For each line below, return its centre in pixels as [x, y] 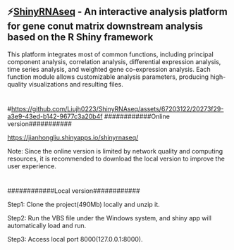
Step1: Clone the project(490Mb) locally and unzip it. [84, 205]
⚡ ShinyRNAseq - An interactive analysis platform [117, 12]
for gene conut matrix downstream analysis [105, 26]
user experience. [32, 166]
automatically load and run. [47, 226]
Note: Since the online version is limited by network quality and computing [115, 151]
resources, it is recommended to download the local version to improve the [116, 158]
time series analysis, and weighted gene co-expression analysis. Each [109, 69]
